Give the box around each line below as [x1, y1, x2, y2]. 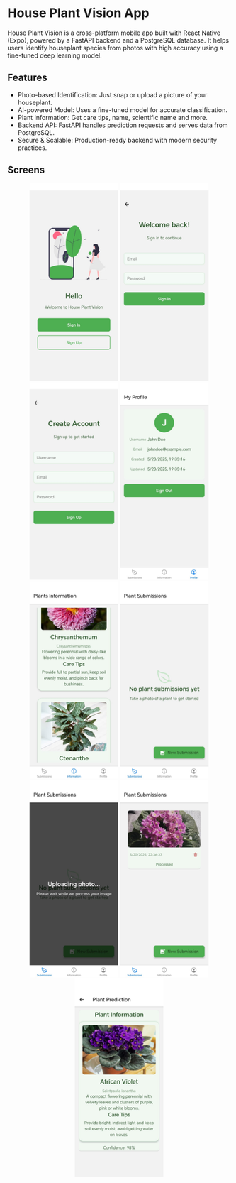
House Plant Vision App [7, 5, 150, 21]
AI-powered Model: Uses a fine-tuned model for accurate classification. [17, 105, 228, 114]
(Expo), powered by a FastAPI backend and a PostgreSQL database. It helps [7, 36, 230, 44]
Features [7, 72, 47, 84]
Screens [7, 164, 45, 176]
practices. [17, 143, 47, 152]
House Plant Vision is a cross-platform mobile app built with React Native [7, 28, 221, 37]
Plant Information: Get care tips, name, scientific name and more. [17, 113, 208, 121]
